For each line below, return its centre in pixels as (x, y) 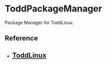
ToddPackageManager (54, 9)
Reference (21, 38)
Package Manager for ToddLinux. (39, 22)
